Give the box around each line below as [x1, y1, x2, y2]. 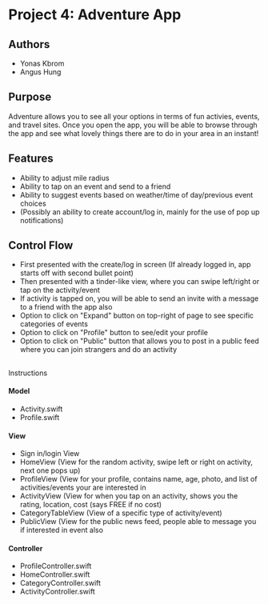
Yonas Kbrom [19, 58, 65, 68]
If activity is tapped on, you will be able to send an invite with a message [19, 294, 259, 303]
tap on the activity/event [19, 286, 100, 295]
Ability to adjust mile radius [19, 173, 110, 182]
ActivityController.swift [19, 586, 96, 597]
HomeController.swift [19, 570, 90, 579]
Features [8, 152, 54, 166]
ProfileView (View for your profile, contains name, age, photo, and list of [19, 474, 258, 484]
